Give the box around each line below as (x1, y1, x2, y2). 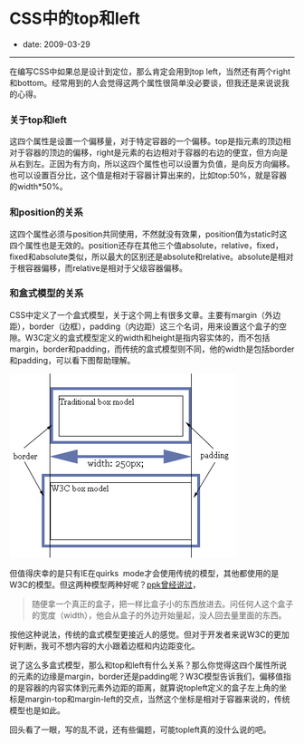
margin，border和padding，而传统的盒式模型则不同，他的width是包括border (9, 343, 295, 354)
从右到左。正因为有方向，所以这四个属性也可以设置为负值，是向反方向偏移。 (9, 159, 295, 169)
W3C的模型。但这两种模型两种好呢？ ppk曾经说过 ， (9, 579, 201, 590)
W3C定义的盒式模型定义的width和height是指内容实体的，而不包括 (24, 332, 271, 343)
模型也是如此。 (9, 704, 65, 716)
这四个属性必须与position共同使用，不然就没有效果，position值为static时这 (9, 228, 288, 239)
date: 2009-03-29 (22, 38, 90, 50)
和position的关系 (9, 206, 84, 218)
